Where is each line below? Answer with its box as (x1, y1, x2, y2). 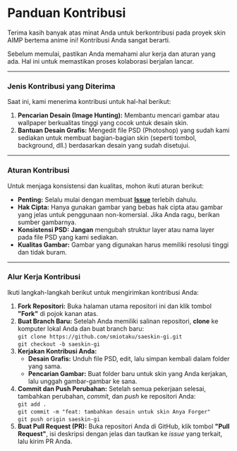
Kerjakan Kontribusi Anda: (17, 346, 97, 355)
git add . (17, 401, 47, 408)
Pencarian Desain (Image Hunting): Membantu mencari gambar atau (17, 111, 220, 119)
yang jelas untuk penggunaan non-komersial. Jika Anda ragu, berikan (17, 210, 220, 218)
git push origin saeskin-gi (17, 416, 100, 423)
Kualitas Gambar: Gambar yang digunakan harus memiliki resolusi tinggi (17, 240, 229, 249)
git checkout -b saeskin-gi (17, 341, 100, 348)
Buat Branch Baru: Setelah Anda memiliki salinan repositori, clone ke (17, 317, 219, 325)
